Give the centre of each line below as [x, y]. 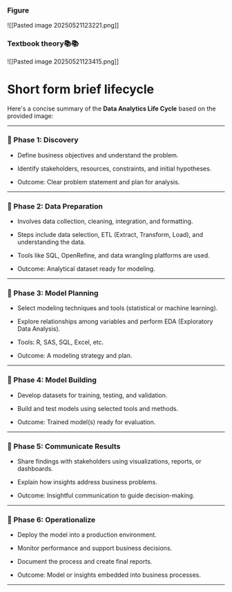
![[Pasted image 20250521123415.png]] [63, 61]
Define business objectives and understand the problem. [98, 155]
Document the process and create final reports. [85, 562]
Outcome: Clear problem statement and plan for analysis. [98, 182]
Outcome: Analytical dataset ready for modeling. [86, 269]
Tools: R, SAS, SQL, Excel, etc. [60, 342]
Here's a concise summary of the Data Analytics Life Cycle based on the [112, 108]
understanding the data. [51, 242]
